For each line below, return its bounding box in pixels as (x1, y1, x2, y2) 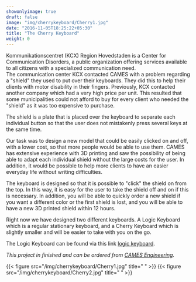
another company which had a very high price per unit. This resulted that (6, 89, 182, 96)
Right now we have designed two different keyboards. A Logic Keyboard (6, 216, 180, 223)
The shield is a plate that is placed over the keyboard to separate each (6, 113, 176, 120)
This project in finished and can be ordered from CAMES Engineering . (6, 251, 174, 258)
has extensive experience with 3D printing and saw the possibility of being (6, 150, 186, 156)
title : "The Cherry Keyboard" (6, 31, 80, 36)
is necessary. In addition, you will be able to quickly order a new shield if (6, 192, 181, 199)
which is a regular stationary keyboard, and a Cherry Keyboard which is (6, 223, 179, 229)
